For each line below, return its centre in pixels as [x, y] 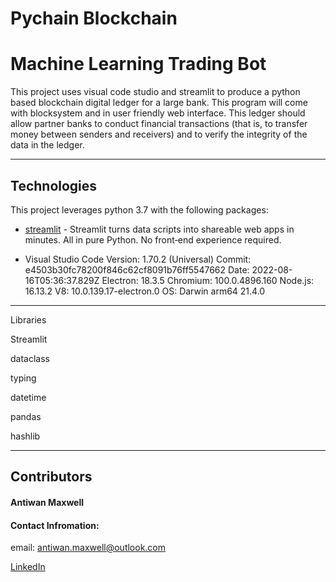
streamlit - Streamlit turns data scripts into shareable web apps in [159, 229]
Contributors [51, 477]
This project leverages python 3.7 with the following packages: [139, 209]
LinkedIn [28, 567]
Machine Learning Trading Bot [138, 64]
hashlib [25, 436]
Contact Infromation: [55, 525]
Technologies [54, 185]
